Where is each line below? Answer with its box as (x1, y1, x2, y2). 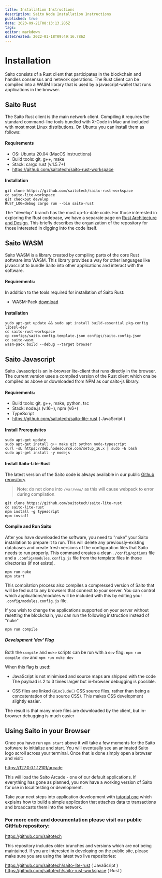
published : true (5, 16, 38, 21)
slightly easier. (12, 698, 41, 704)
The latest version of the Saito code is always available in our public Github (5, 472, 155, 477)
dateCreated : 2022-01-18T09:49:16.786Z (5, 34, 86, 39)
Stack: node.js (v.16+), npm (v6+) (12, 405, 79, 411)
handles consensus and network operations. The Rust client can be (5, 76, 139, 82)
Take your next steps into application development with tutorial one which (5, 794, 152, 799)
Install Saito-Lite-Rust (5, 461, 50, 467)
